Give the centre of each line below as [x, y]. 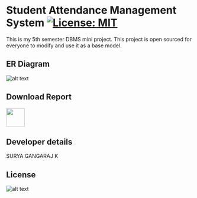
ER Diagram [28, 64]
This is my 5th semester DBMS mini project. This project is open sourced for [99, 39]
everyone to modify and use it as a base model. [64, 46]
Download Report [39, 97]
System [25, 23]
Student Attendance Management [91, 10]
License [21, 175]
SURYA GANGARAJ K [32, 156]
